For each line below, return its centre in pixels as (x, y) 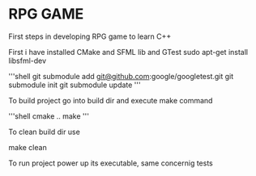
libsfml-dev (28, 61)
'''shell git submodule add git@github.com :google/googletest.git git (121, 76)
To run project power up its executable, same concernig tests (111, 163)
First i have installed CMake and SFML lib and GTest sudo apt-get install (128, 52)
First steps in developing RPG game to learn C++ (90, 36)
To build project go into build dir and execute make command (111, 100)
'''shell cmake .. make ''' (49, 116)
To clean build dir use (45, 132)
